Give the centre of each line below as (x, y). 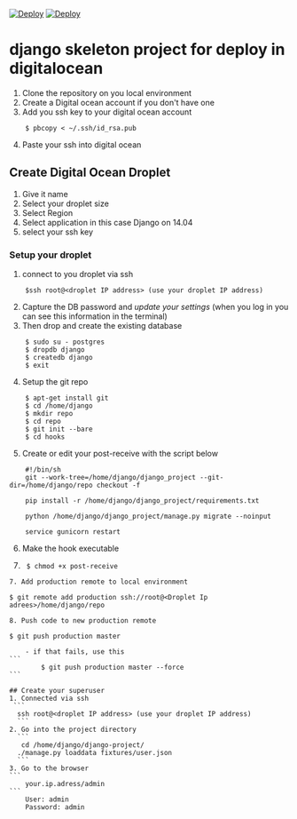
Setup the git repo (55, 382)
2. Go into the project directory (73, 730)
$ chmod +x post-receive (72, 567)
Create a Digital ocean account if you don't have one (118, 102)
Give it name (45, 194)
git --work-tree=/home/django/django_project (111, 478)
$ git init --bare (59, 429)
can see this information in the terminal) (95, 316)
